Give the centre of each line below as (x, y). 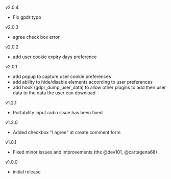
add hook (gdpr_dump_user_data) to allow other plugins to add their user (89, 87)
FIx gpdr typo (27, 17)
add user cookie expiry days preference (55, 57)
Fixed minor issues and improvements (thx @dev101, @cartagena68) (85, 152)
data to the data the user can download (54, 93)
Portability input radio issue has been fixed (58, 112)
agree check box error (36, 37)
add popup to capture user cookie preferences (62, 76)
